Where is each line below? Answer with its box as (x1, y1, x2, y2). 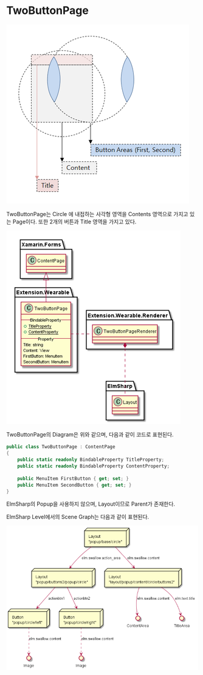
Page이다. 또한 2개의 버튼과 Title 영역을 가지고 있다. (12, 218, 137, 225)
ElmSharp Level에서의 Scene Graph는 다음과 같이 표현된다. (6, 513, 150, 520)
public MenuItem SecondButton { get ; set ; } (17, 482, 132, 489)
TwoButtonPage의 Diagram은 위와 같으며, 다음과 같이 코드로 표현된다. (6, 430, 174, 438)
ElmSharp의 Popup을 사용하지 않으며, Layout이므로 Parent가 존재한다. (6, 500, 175, 507)
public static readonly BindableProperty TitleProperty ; (17, 456, 165, 463)
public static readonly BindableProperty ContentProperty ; (17, 463, 170, 469)
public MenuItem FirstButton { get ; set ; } (17, 476, 129, 482)
